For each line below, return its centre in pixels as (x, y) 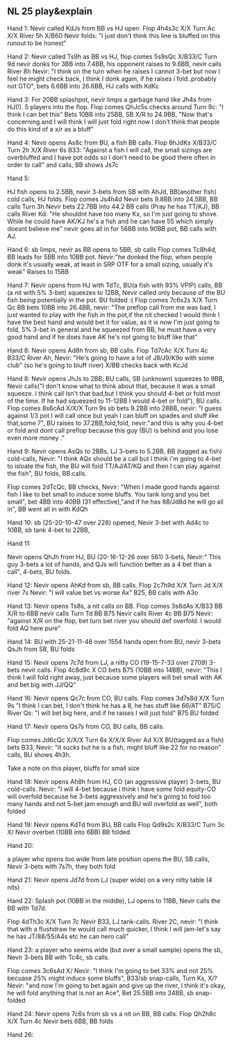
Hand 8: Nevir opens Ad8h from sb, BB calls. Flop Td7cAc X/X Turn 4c (108, 350)
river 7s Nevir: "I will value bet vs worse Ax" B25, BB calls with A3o (103, 592)
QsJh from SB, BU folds (41, 649)
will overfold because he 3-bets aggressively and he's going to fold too (109, 796)
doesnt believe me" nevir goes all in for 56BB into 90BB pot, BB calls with (112, 228)
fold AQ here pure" (34, 628)
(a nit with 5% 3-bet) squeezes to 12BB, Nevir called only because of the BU (116, 292)
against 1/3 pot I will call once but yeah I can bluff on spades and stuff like (113, 415)
